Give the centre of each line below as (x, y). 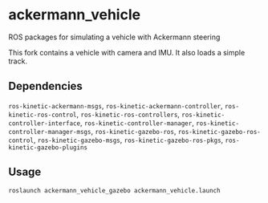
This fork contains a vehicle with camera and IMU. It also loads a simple (127, 52)
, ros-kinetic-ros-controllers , (128, 114)
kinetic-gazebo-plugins (48, 147)
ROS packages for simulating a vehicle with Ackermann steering (114, 37)
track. (18, 61)
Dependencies (45, 86)
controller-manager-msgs (50, 132)
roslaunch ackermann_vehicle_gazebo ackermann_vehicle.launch (114, 190)
